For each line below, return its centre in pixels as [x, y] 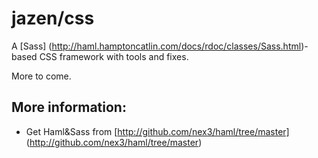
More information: [69, 107]
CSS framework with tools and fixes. [114, 56]
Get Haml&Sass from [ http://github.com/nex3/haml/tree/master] [157, 131]
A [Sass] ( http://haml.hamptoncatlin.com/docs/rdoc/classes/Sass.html [156, 46]
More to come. [41, 76]
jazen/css [53, 18]
